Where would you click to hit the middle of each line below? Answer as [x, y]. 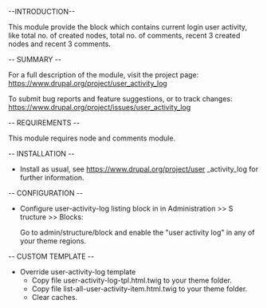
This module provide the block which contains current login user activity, [128, 27]
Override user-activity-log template [78, 272]
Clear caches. [55, 297]
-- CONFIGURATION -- [46, 193]
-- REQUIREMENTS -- [44, 122]
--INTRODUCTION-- [42, 12]
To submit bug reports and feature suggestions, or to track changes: [120, 99]
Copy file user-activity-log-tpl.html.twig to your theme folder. [132, 280]
